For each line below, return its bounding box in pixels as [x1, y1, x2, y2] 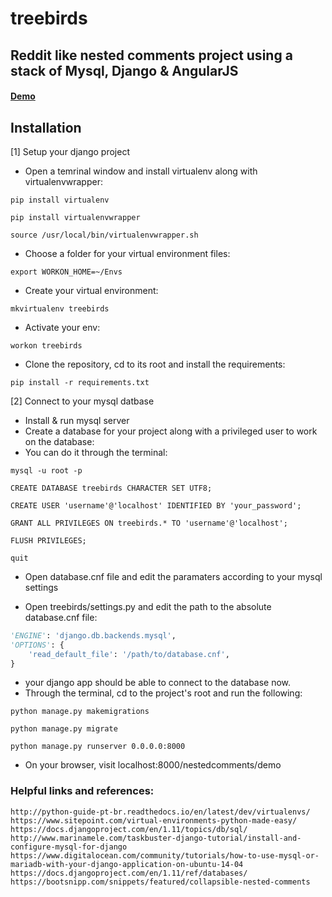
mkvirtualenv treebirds [10, 303, 110, 314]
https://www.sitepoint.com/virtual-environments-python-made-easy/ [10, 815, 298, 826]
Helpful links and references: [10, 784, 155, 798]
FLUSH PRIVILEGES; [10, 535, 87, 546]
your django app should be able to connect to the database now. [24, 677, 292, 689]
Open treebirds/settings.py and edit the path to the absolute [24, 600, 272, 612]
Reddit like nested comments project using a [10, 47, 293, 64]
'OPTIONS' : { [10, 640, 65, 650]
